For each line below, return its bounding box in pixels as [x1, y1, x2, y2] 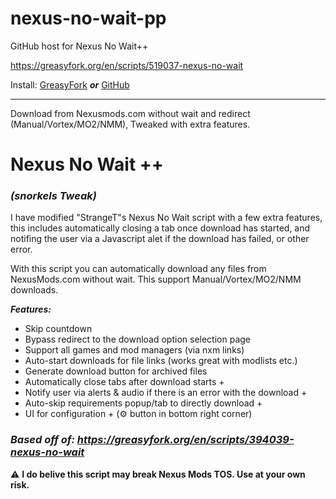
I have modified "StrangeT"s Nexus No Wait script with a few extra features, [10, 212, 323, 224]
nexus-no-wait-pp [10, 7, 167, 30]
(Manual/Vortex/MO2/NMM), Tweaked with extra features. [10, 118, 251, 130]
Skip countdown [24, 323, 93, 335]
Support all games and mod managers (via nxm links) [24, 344, 245, 356]
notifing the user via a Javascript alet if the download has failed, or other [10, 233, 310, 245]
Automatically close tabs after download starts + [24, 376, 225, 388]
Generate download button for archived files [24, 365, 208, 377]
